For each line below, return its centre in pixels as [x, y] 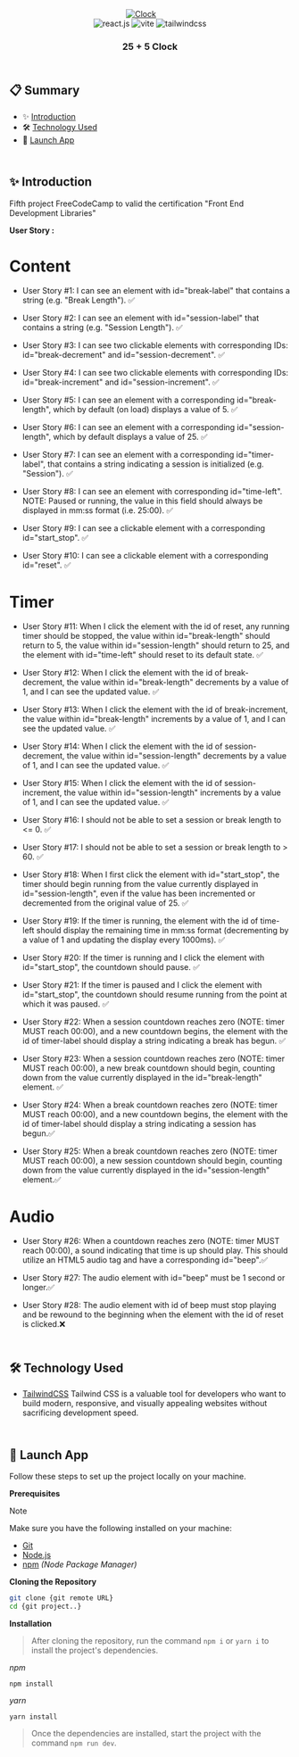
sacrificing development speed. [80, 1413]
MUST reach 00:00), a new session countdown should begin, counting [152, 1161]
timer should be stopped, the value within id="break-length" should [146, 636]
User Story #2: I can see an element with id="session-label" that [141, 318]
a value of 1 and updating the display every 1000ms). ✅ [124, 940]
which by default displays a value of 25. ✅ [130, 437]
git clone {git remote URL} [62, 1598]
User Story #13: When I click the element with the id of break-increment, [155, 709]
